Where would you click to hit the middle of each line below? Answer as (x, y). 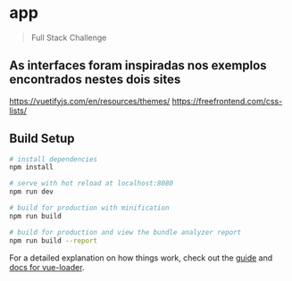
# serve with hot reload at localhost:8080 (92, 184)
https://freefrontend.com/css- (227, 101)
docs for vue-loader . (47, 267)
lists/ (18, 111)
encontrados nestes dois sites (95, 80)
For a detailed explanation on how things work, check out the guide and (141, 258)
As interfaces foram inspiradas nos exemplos (138, 66)
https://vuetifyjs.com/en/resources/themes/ (90, 101)
